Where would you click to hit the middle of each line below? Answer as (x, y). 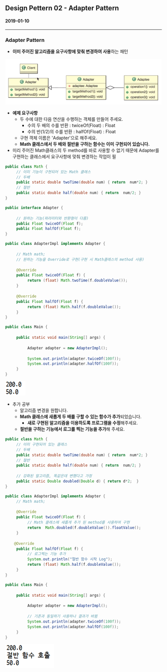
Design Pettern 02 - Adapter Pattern (62, 8)
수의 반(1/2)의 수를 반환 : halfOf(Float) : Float (71, 131)
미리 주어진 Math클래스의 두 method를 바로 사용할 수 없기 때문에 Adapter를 (86, 150)
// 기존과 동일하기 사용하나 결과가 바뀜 (62, 616)
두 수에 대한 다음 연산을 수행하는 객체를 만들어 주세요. (71, 119)
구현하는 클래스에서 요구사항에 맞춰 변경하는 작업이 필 (64, 156)
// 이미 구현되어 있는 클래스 (42, 444)
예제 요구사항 (25, 113)
